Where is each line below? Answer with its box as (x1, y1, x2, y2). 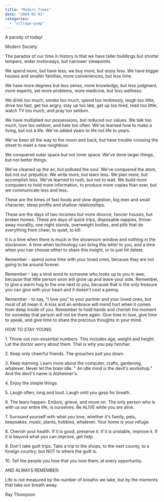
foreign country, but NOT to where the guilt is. (5, 449, 98, 454)
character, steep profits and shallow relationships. (5, 202, 105, 208)
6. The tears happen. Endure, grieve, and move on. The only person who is (5, 399, 155, 405)
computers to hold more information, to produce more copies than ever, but (5, 182, 157, 188)
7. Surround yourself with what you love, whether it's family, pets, (5, 414, 137, 420)
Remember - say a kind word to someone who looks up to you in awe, (5, 271, 145, 277)
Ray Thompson (5, 492, 36, 498)
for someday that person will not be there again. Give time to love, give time (5, 312, 157, 318)
